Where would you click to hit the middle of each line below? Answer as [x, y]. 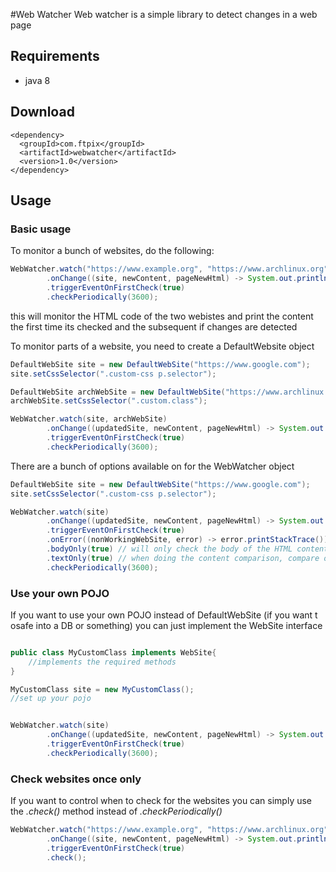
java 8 [37, 80]
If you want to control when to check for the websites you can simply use [161, 801]
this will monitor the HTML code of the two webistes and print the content [162, 316]
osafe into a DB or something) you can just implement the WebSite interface [166, 625]
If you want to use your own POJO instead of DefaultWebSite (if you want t [164, 615]
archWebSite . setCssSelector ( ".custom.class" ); [109, 401]
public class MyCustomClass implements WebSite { [113, 652]
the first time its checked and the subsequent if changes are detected [154, 326]
